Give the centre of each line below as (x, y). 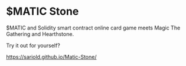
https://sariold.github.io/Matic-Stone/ (51, 57)
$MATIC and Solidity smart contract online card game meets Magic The (93, 28)
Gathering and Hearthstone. (40, 34)
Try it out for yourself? (33, 45)
